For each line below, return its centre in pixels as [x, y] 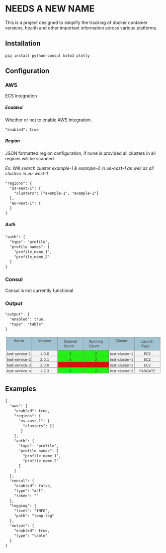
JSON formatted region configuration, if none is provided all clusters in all [80, 153]
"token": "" [26, 496]
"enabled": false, [33, 486]
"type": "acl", [30, 491]
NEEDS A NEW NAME [50, 9]
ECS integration [21, 96]
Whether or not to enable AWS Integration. [48, 120]
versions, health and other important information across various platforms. [81, 27]
